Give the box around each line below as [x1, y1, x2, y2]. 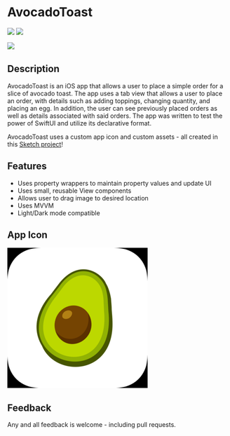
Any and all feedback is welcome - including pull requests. [7, 421, 177, 429]
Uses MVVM [17, 201, 54, 210]
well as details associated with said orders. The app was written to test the [7, 111, 223, 120]
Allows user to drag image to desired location [17, 193, 149, 202]
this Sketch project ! [7, 139, 63, 148]
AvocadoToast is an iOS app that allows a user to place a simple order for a [7, 81, 224, 90]
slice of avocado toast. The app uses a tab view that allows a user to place [7, 89, 223, 97]
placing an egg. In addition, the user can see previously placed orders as [7, 104, 217, 112]
